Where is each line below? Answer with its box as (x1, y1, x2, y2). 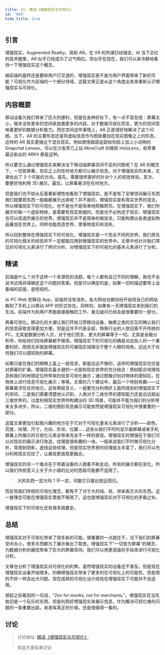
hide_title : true (5, 16, 41, 21)
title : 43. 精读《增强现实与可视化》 (5, 7, 74, 12)
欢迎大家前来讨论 (17, 645, 52, 651)
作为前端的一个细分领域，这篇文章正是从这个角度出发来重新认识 (26, 79, 156, 85)
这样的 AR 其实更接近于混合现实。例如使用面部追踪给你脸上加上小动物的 (5, 139, 151, 145)
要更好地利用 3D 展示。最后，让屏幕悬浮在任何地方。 (5, 180, 112, 186)
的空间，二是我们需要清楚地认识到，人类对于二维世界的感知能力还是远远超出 (5, 391, 160, 397)
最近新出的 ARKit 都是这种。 (5, 151, 62, 157)
